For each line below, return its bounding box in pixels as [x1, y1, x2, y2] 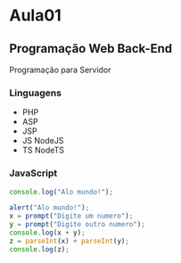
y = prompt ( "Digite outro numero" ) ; [9, 220, 145, 229]
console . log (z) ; [9, 244, 70, 254]
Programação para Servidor [9, 64, 111, 75]
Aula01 [9, 5, 62, 26]
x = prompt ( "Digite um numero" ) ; [9, 211, 134, 221]
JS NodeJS [21, 136, 64, 146]
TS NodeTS [21, 144, 65, 156]
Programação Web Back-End [9, 41, 172, 56]
